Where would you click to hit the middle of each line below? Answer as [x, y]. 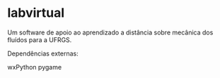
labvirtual [36, 13]
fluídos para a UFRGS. [40, 39]
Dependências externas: [43, 53]
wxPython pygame [35, 67]
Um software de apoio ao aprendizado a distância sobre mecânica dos [110, 32]
